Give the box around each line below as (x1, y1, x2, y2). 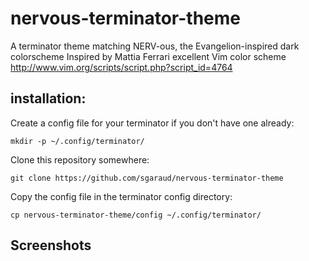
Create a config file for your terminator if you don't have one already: (10, 117, 295, 129)
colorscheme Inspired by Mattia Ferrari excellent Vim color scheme (10, 50, 287, 62)
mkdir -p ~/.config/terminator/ (10, 136, 145, 146)
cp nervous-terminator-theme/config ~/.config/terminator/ (10, 210, 262, 220)
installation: (10, 90, 87, 107)
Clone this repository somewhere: (10, 153, 150, 166)
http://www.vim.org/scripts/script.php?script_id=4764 (10, 61, 233, 73)
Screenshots (10, 237, 92, 254)
